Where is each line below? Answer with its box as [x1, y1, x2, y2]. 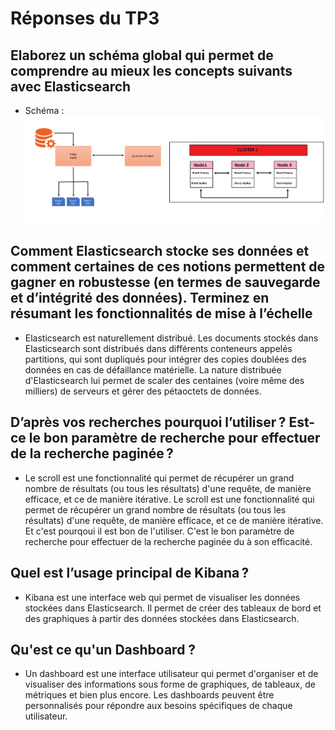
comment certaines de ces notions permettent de [10, 258, 326, 276]
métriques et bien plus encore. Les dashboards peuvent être [24, 689, 275, 701]
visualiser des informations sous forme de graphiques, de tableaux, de [24, 678, 316, 691]
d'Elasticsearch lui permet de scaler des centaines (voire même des [24, 374, 305, 386]
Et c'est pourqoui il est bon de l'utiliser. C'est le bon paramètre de [24, 525, 295, 537]
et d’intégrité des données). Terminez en [10, 290, 270, 307]
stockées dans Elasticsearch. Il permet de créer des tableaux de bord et [24, 602, 322, 614]
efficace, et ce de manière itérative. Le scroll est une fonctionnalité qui [24, 493, 315, 505]
